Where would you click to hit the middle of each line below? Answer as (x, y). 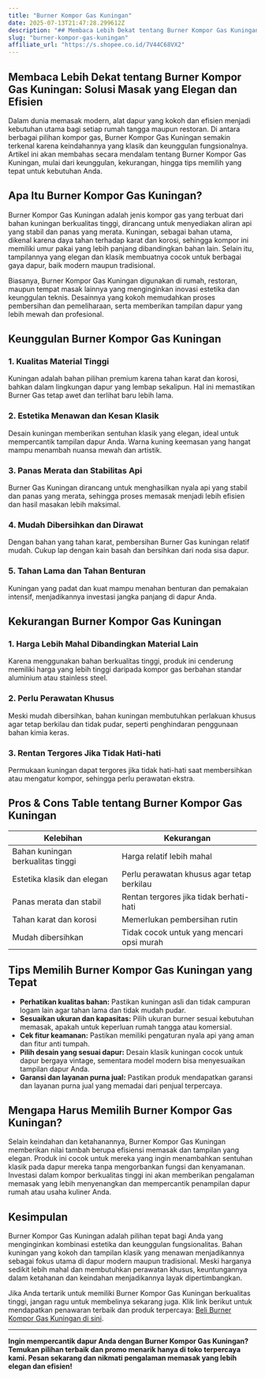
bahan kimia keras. (39, 733)
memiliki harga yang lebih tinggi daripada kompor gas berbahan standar (125, 669)
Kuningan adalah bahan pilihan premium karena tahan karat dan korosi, (123, 379)
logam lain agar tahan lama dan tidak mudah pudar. (103, 1010)
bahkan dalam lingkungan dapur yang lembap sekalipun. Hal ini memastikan (132, 387)
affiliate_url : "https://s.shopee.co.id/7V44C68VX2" (97, 45)
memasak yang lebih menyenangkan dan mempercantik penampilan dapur (129, 1184)
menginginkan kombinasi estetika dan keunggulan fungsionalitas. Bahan (125, 1245)
